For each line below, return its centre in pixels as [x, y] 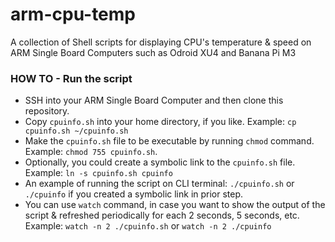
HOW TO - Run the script [71, 78]
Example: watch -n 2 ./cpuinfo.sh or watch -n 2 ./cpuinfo [148, 226]
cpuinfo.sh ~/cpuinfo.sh [76, 131]
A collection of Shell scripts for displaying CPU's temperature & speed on [161, 42]
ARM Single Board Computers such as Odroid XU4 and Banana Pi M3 [153, 52]
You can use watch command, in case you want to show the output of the [175, 205]
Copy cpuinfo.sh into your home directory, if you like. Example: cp [160, 122]
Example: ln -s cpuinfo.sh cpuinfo [98, 173]
